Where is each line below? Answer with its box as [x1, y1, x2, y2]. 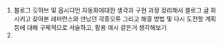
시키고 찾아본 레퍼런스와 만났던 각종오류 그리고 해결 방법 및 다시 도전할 [13, 15, 204, 23]
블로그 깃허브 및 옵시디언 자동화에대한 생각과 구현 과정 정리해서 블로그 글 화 [13, 6, 217, 14]
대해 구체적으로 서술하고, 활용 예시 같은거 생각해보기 [26, 24, 167, 31]
